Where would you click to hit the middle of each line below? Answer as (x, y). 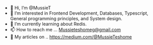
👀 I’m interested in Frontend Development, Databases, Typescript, (79, 13)
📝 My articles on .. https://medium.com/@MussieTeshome (71, 37)
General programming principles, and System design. (66, 18)
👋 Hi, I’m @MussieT (30, 8)
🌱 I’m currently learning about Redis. (48, 24)
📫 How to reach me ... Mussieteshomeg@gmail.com (65, 30)
